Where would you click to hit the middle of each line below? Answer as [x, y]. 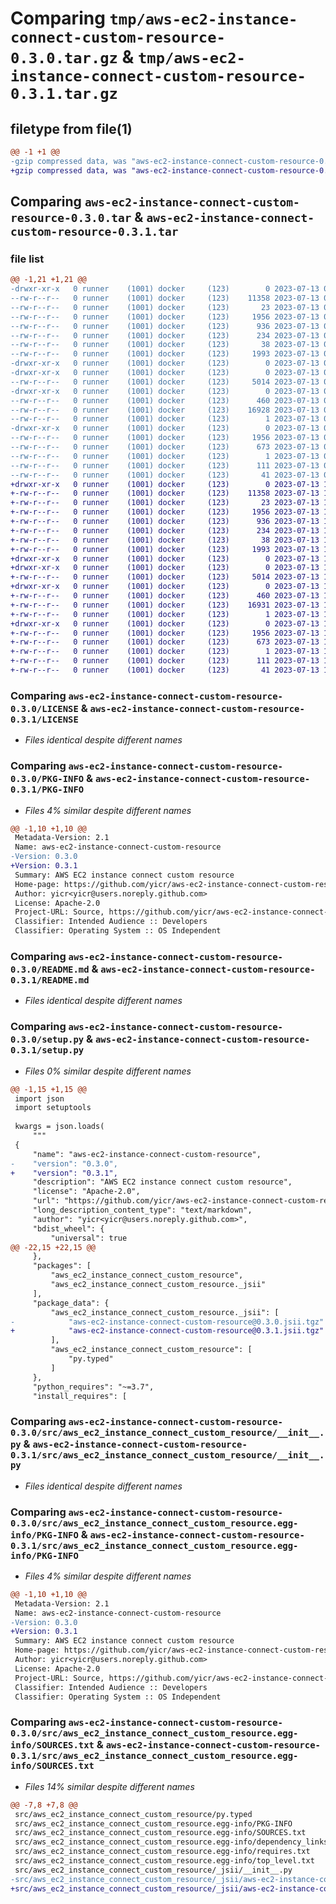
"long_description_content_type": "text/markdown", [142, 1210]
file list [27, 259]
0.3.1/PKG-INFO [47, 790]
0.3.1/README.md [50, 980]
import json [39, 1098]
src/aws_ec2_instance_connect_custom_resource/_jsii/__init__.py [153, 1870]
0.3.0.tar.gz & [72, 57]
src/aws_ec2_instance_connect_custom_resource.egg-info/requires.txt [162, 1852]
